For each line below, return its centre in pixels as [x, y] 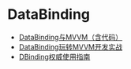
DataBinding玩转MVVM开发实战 [71, 47]
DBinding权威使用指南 [54, 56]
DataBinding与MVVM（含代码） [71, 37]
